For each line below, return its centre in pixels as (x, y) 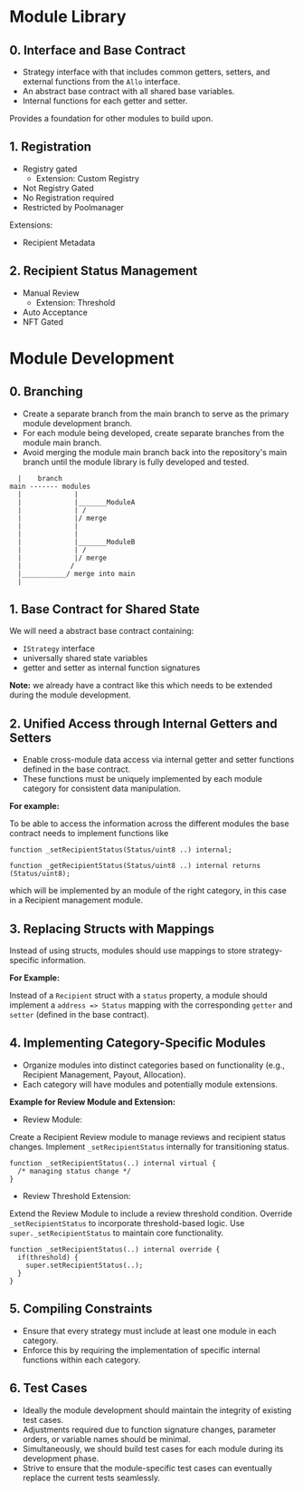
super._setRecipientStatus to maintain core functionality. (117, 1233)
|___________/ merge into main (76, 573)
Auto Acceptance (55, 312)
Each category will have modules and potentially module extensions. (150, 1084)
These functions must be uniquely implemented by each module (142, 779)
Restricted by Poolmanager (73, 207)
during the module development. (70, 695)
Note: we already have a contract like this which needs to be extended (141, 686)
